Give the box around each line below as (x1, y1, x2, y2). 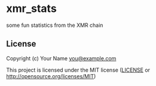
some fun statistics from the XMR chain (6, 21, 103, 29)
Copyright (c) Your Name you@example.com (6, 54, 117, 62)
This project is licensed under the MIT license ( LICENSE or (6, 66, 151, 73)
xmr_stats (6, 2, 57, 16)
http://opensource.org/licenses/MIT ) (6, 72, 96, 79)
